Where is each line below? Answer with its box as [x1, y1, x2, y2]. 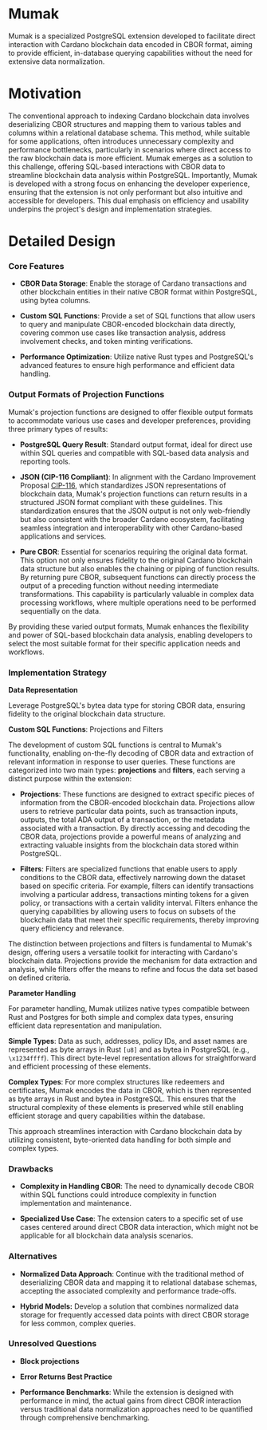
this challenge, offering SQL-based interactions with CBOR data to [8, 161, 226, 172]
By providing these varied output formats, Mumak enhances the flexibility [8, 622, 249, 631]
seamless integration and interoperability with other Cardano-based [19, 523, 243, 532]
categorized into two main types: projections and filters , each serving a [8, 765, 245, 775]
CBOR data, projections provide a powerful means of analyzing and [19, 832, 241, 841]
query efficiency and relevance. [19, 923, 125, 933]
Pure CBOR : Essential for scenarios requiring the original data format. [19, 547, 249, 556]
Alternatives [8, 1250, 57, 1262]
